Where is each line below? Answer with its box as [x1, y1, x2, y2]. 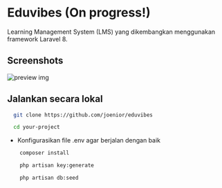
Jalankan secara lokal [7, 93, 103, 105]
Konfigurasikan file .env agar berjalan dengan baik [17, 136, 161, 145]
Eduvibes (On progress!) [7, 5, 151, 21]
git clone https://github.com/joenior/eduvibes [13, 112, 154, 118]
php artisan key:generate [19, 162, 95, 169]
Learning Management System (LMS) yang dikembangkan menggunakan [7, 28, 216, 36]
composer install [19, 149, 70, 156]
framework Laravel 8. [7, 34, 68, 43]
